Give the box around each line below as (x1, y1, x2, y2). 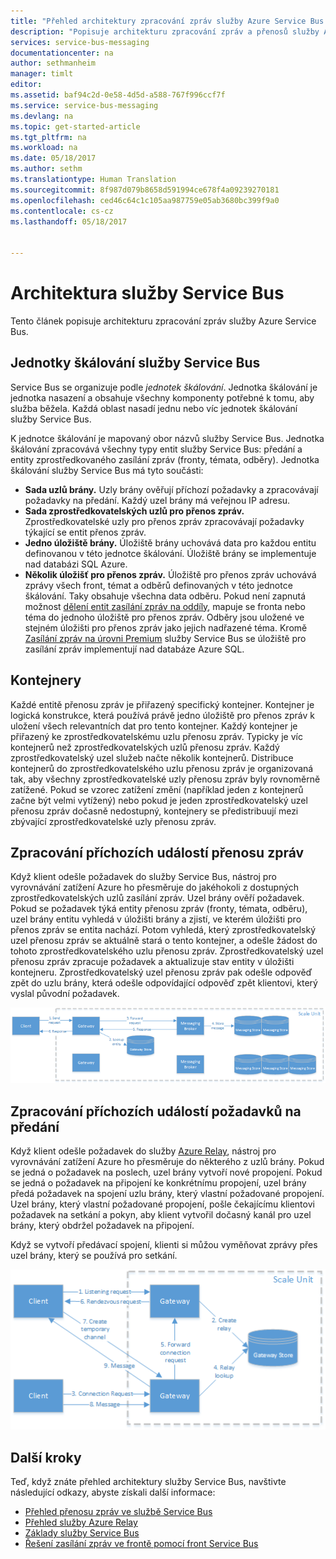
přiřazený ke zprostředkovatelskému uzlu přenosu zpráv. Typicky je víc (10, 730, 303, 742)
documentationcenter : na (10, 48, 114, 58)
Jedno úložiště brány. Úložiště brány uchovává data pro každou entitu (24, 536, 317, 549)
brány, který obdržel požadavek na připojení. (10, 1220, 195, 1232)
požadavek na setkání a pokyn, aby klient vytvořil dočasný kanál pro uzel (10, 1209, 312, 1221)
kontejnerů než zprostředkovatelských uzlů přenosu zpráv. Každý (10, 741, 280, 753)
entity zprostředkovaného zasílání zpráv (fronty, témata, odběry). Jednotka (10, 453, 320, 465)
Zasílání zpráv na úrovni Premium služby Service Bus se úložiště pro (24, 632, 307, 644)
